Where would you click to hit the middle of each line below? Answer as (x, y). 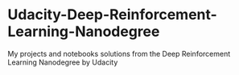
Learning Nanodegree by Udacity (63, 62)
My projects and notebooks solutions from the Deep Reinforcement (119, 53)
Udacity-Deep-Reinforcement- (113, 15)
